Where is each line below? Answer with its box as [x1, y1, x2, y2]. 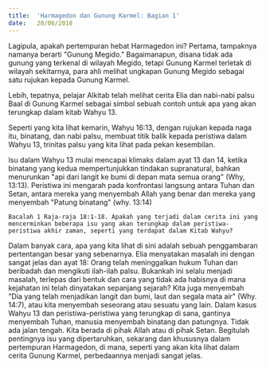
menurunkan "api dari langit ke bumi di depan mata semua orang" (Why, [8, 172, 245, 182]
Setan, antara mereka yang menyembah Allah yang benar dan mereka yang [8, 189, 256, 198]
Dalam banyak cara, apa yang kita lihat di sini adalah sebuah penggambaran [8, 241, 259, 250]
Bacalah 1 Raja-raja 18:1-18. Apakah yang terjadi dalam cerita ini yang [8, 213, 259, 221]
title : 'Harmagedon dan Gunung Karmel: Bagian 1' [8, 11, 180, 20]
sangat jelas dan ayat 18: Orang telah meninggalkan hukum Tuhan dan [8, 257, 238, 267]
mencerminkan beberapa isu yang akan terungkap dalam [8, 220, 191, 228]
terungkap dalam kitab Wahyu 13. [8, 107, 118, 116]
